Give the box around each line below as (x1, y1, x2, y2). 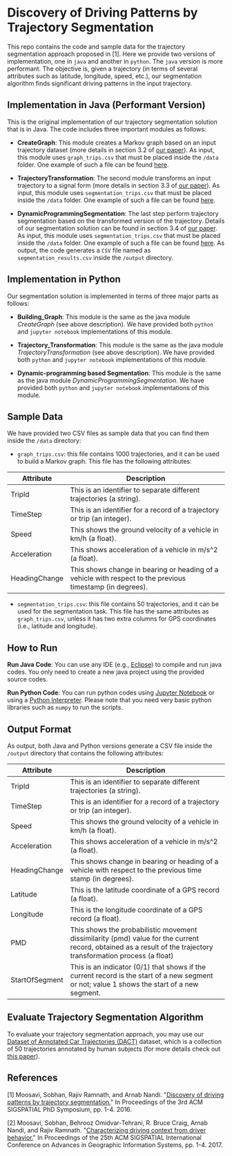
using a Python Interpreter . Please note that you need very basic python (7, 696, 212, 704)
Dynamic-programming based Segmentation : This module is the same (17, 369, 222, 377)
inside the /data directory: (7, 437, 81, 445)
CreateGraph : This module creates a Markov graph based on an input (17, 138, 216, 147)
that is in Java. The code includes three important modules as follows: (7, 125, 206, 133)
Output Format (7, 723, 72, 735)
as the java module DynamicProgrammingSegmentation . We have (17, 376, 205, 385)
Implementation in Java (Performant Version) (7, 99, 206, 111)
